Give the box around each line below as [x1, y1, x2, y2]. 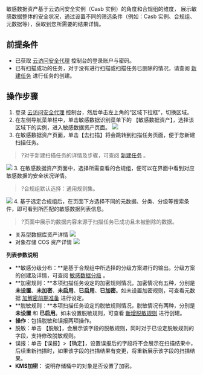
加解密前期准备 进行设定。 [22, 294, 88, 301]
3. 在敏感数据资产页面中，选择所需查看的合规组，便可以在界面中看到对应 [13, 164, 195, 171]
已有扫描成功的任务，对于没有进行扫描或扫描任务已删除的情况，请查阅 [14, 64, 190, 71]
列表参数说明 [6, 251, 38, 258]
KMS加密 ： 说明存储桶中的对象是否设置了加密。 [14, 362, 135, 370]
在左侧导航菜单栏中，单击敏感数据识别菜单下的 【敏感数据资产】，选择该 [14, 116, 195, 123]
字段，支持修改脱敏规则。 [14, 332, 79, 339]
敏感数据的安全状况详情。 [6, 171, 70, 179]
